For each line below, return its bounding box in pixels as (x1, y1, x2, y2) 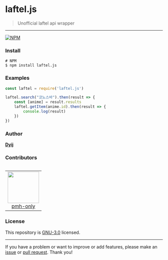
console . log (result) (23, 109, 66, 114)
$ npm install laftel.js (5, 63, 57, 68)
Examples (5, 74, 30, 81)
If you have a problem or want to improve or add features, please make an (5, 243, 157, 249)
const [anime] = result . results (14, 99, 81, 105)
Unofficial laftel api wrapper (17, 20, 75, 26)
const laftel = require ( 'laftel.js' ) (5, 86, 84, 91)
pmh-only (11, 203, 35, 210)
